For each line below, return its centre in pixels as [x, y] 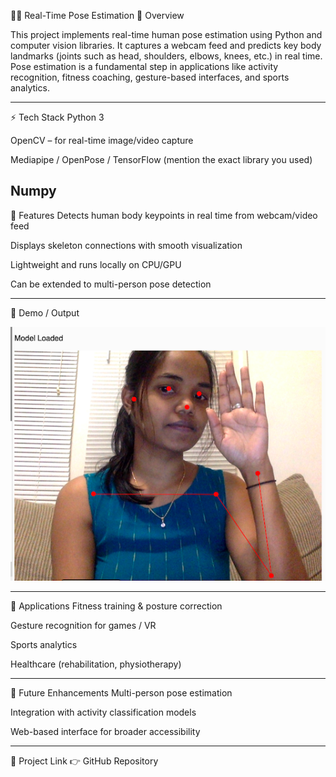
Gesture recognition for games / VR [83, 625]
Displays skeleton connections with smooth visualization [126, 245]
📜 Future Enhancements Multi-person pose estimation [121, 692]
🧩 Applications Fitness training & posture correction [116, 606]
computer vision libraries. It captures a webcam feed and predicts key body [166, 45]
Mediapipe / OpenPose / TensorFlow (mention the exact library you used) [161, 159]
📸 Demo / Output [45, 312]
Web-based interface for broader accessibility [105, 731]
